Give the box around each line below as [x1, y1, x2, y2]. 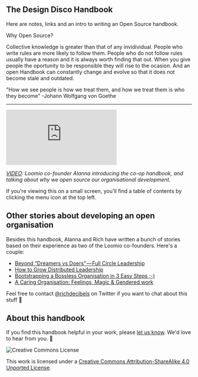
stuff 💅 [6, 296, 22, 303]
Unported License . [6, 364, 51, 371]
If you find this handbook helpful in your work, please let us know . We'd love [6, 329, 192, 336]
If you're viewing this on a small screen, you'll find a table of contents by [6, 187, 182, 194]
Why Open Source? [6, 32, 54, 39]
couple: [6, 248, 25, 255]
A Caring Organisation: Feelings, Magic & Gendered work [14, 278, 154, 286]
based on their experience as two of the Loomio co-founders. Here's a [6, 242, 177, 249]
